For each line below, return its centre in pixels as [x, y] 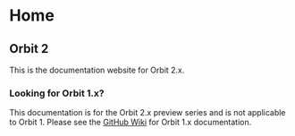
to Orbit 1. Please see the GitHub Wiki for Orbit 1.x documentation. [131, 123]
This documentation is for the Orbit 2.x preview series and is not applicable [147, 113]
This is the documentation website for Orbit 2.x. [97, 70]
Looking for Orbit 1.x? [57, 93]
